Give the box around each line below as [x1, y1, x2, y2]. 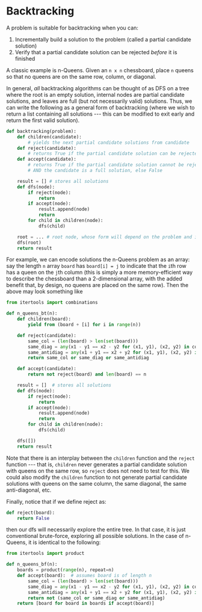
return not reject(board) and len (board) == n [28, 371, 147, 377]
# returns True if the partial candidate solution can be [28, 150, 176, 157]
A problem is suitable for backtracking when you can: [6, 24, 139, 31]
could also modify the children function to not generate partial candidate [6, 474, 188, 481]
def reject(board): [6, 510, 55, 516]
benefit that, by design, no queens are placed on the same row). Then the [6, 282, 189, 289]
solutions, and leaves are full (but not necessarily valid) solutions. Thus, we [6, 97, 192, 105]
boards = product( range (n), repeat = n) [17, 567, 114, 573]
